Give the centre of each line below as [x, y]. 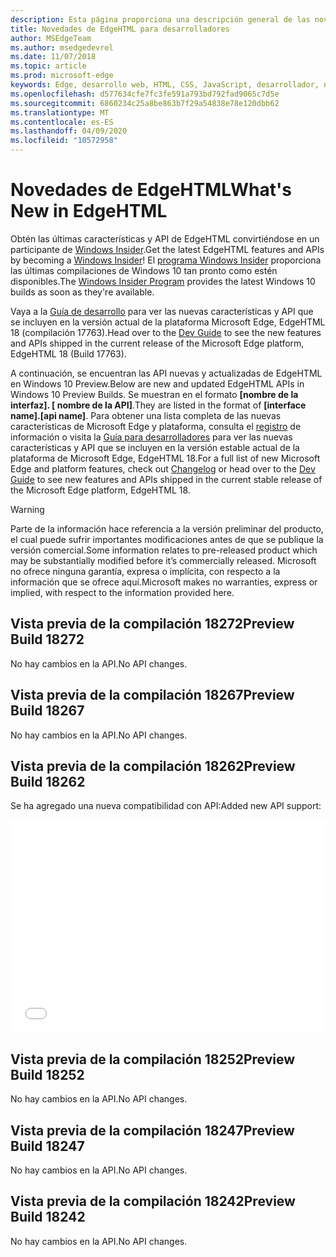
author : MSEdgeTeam [51, 38]
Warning [27, 509]
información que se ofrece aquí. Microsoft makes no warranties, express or [164, 582]
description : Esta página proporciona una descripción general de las [160, 19]
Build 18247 [47, 1146]
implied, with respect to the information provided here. [122, 592]
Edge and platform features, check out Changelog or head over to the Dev [163, 468]
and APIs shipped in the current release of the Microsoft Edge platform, [157, 343]
